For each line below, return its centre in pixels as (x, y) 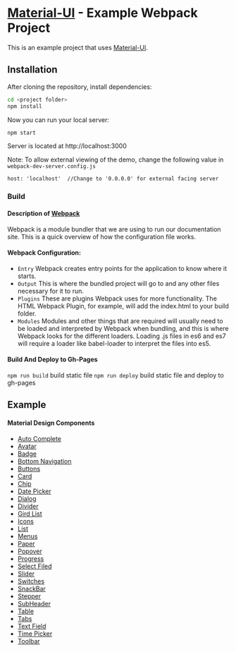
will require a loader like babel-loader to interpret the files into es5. (114, 343)
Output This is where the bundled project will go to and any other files (118, 283)
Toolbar (29, 641)
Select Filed (35, 566)
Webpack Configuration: (44, 253)
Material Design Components (51, 423)
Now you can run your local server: (58, 120)
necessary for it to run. (51, 291)
